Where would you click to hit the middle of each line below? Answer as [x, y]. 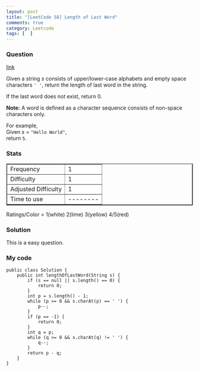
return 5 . [16, 138]
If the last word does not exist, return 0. [54, 97]
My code [19, 258]
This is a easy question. [35, 243]
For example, [22, 126]
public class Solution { [37, 270]
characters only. [26, 114]
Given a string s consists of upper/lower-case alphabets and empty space [96, 79]
